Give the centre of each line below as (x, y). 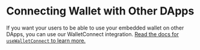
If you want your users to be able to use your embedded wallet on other (95, 28)
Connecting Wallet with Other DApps (100, 11)
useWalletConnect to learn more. (46, 40)
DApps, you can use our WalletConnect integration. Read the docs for (92, 34)
